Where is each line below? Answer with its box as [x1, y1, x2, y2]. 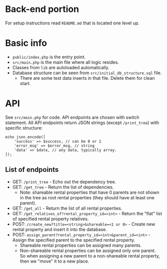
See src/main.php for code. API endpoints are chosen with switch [5, 114, 140, 120]
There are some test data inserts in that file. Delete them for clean [19, 75, 155, 81]
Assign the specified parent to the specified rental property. [12, 237, 136, 243]
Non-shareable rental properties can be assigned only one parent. [19, 248, 156, 254]
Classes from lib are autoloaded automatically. [12, 64, 110, 70]
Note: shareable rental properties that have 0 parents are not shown [19, 189, 160, 195]
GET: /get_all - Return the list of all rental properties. [12, 205, 123, 211]
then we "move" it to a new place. [19, 258, 90, 264]
